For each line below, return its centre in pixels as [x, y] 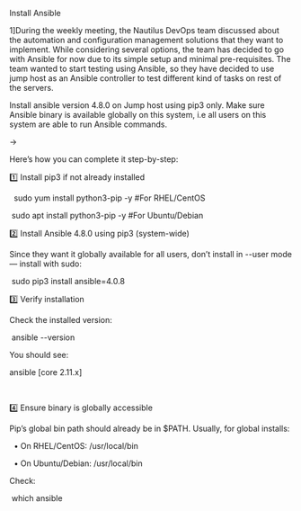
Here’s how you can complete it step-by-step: [94, 159]
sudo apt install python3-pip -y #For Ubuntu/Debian [107, 215]
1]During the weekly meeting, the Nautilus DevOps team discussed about [145, 30]
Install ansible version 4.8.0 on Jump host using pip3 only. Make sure [137, 105]
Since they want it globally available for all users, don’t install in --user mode [150, 254]
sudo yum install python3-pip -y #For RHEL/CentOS [109, 198]
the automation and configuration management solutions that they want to [146, 40]
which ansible [37, 498]
